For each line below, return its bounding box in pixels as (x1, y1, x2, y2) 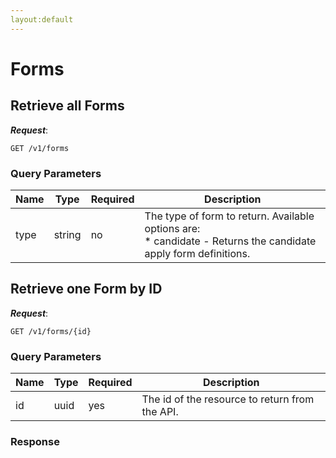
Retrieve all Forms (10, 97, 125, 115)
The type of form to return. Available (144, 209, 315, 223)
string (53, 227, 82, 241)
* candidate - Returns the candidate (144, 234, 317, 248)
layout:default (10, 14, 74, 25)
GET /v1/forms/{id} (10, 326, 92, 336)
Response (10, 434, 60, 448)
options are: (144, 221, 201, 235)
